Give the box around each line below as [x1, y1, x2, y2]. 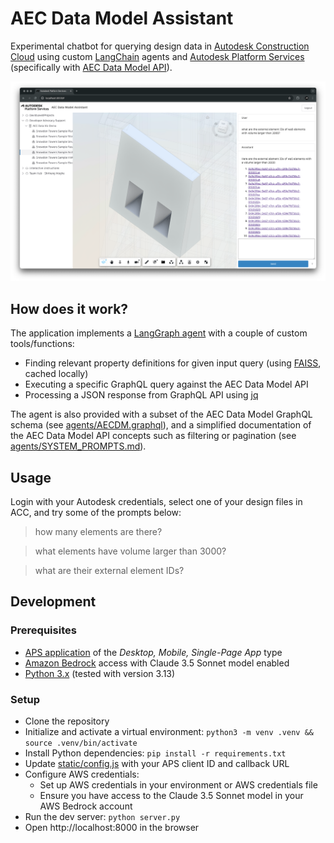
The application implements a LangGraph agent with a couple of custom [10, 327, 308, 339]
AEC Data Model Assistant [10, 7, 234, 30]
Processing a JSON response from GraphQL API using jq [24, 389, 259, 401]
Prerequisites [10, 623, 77, 637]
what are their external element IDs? [34, 564, 185, 576]
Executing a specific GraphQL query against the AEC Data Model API [24, 378, 309, 391]
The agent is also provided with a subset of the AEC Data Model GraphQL [10, 408, 313, 421]
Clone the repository [24, 715, 110, 727]
